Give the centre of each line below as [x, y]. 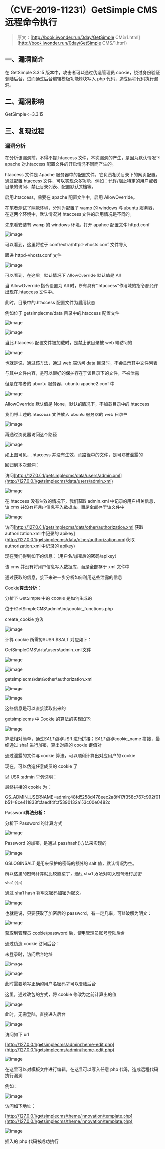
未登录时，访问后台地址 [29, 954]
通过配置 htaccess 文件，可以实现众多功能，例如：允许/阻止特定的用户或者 [81, 181]
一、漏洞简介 [25, 60]
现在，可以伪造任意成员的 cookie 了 [41, 766]
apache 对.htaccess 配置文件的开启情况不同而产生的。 [61, 164]
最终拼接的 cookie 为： [28, 787]
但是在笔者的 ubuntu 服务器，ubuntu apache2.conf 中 [60, 384]
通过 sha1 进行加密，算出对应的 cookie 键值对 [56, 745]
